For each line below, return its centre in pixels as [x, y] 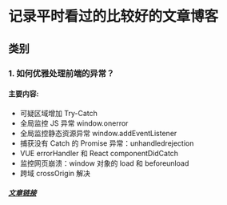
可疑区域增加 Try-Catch [59, 113]
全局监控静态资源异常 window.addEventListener [98, 133]
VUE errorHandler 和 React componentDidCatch [99, 153]
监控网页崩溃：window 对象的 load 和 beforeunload [104, 163]
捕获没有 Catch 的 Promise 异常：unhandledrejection [107, 143]
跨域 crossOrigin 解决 [55, 173]
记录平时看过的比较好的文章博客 [113, 16]
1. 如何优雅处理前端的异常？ [62, 73]
